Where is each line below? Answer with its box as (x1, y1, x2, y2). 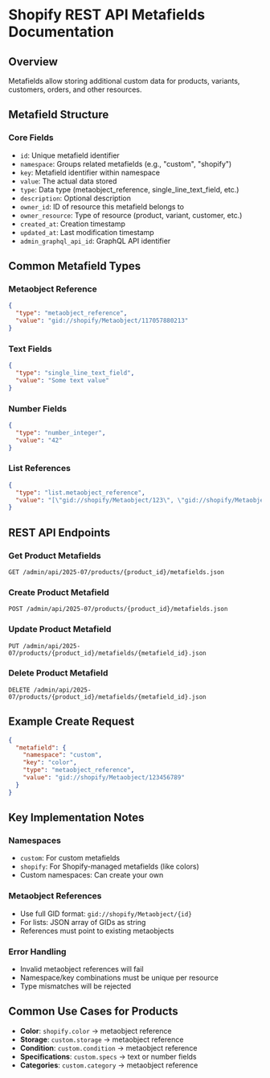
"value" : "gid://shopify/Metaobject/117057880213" (15, 316, 189, 325)
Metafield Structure (8, 108, 109, 122)
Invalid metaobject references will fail (19, 964, 144, 973)
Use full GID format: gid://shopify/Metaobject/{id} (19, 908, 193, 919)
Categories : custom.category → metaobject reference (19, 1060, 198, 1070)
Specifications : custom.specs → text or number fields (19, 1051, 197, 1061)
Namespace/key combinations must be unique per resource (19, 973, 219, 982)
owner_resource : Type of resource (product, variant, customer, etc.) (19, 210, 243, 220)
